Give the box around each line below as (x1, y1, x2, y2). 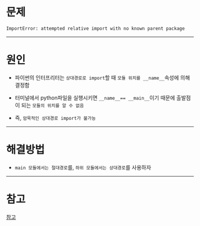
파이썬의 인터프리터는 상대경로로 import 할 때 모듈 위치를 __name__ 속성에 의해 (14, 74, 190, 81)
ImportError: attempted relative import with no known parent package (6, 25, 185, 32)
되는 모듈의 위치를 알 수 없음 (21, 101, 85, 109)
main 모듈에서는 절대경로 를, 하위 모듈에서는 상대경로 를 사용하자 (14, 163, 152, 171)
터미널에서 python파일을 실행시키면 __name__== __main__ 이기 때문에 (14, 94, 176, 101)
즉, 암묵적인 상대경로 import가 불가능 (14, 114, 96, 121)
